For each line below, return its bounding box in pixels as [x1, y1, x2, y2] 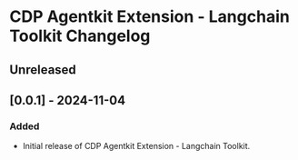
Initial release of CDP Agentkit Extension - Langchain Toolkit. [22, 141, 251, 152]
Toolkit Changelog [9, 25, 151, 46]
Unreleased [9, 62, 77, 77]
